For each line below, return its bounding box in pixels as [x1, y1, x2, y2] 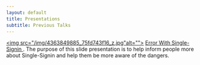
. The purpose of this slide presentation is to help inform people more [23, 45, 195, 53]
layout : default [6, 10, 47, 16]
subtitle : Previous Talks [6, 22, 71, 28]
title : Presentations [6, 16, 60, 22]
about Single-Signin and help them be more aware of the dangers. [6, 52, 169, 59]
